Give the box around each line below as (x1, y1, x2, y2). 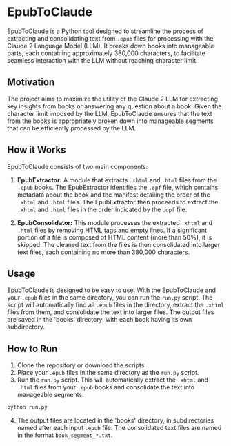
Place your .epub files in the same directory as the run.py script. (17, 369, 199, 377)
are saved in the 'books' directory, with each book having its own (7, 316, 192, 324)
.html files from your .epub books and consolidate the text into (17, 383, 195, 391)
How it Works (7, 144, 66, 156)
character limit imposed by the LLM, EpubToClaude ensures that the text (7, 109, 212, 117)
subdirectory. (7, 322, 46, 331)
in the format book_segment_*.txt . (17, 431, 113, 439)
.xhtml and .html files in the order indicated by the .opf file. (17, 205, 188, 213)
